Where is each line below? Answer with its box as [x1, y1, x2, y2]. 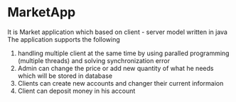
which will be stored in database [17, 72, 112, 80]
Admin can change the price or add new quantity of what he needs [17, 64, 214, 72]
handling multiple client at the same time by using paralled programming [17, 49, 230, 57]
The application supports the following [7, 35, 120, 43]
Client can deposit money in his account [17, 86, 136, 95]
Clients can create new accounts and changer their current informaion [17, 79, 224, 87]
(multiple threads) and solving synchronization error [17, 56, 171, 64]
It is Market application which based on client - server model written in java [7, 28, 227, 36]
